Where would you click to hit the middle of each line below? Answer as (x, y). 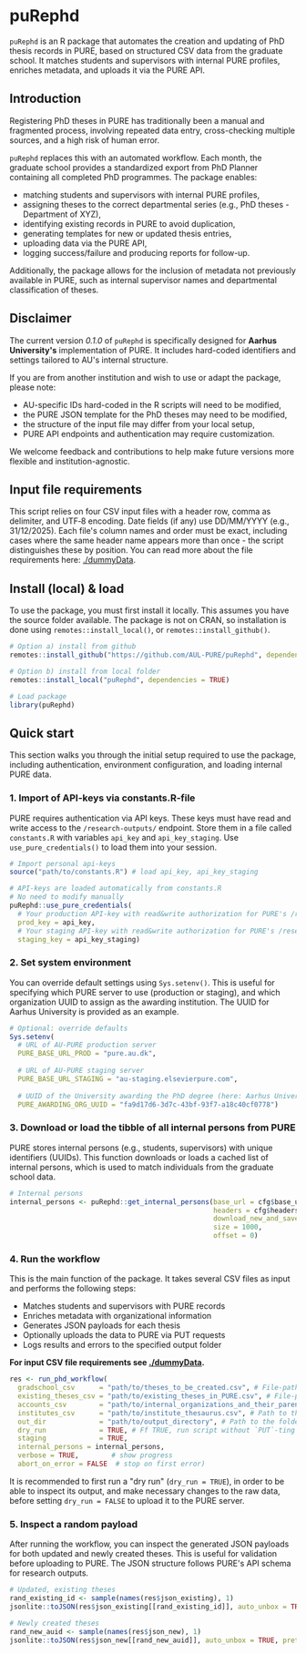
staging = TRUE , (73, 1439)
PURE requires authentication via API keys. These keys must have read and (150, 818)
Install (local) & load (67, 588)
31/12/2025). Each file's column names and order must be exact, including (148, 531)
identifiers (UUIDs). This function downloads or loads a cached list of (139, 1157)
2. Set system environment (71, 963)
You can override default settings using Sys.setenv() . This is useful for (142, 982)
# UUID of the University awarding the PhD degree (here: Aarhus (144, 1096)
